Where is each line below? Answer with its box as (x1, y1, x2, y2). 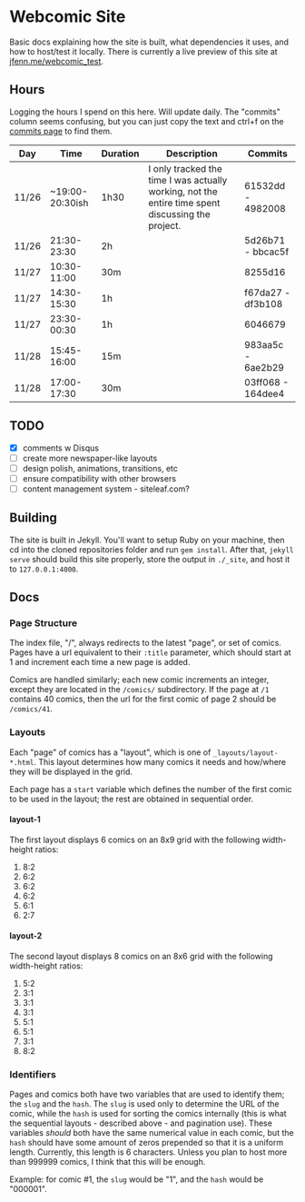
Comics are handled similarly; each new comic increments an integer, (9, 674, 270, 685)
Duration (101, 147, 140, 160)
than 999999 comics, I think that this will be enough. (9, 1157, 206, 1167)
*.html (9, 758, 34, 767)
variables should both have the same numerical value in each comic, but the (9, 1127, 294, 1138)
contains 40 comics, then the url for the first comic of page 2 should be (9, 693, 277, 705)
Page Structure (9, 617, 78, 629)
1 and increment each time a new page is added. (9, 657, 191, 668)
